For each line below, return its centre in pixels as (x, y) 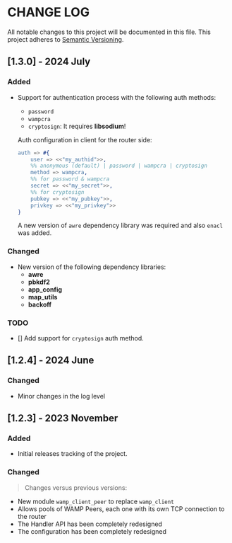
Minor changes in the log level (61, 396)
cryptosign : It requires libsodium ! (77, 126)
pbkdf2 (39, 282)
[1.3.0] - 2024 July (49, 62)
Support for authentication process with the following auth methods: (117, 97)
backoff (39, 304)
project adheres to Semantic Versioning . (66, 39)
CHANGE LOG (49, 12)
